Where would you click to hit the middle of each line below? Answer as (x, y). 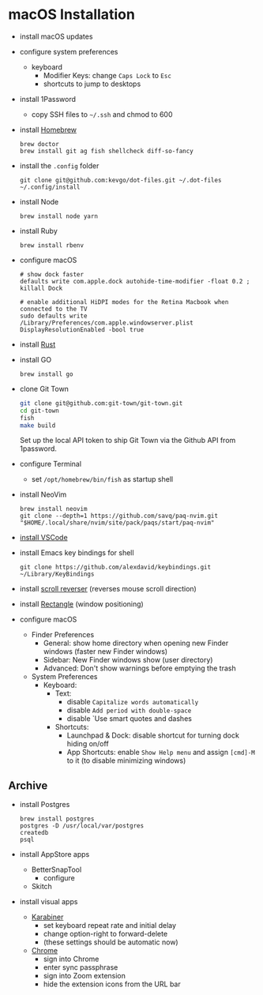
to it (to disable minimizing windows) (126, 760)
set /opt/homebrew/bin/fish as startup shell (102, 479)
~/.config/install (50, 187)
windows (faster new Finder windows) (105, 651)
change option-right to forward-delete (105, 934)
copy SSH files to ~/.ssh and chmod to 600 (102, 114)
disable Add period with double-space (129, 710)
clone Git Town (44, 389)
